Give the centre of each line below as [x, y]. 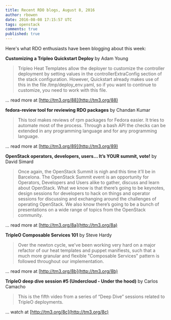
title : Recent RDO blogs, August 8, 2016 [50, 10]
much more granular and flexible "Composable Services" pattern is [89, 256]
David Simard [19, 162]
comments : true [22, 29]
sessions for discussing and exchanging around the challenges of [87, 199]
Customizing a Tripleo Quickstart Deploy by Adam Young [67, 58]
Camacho [15, 287]
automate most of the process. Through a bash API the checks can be [92, 125]
